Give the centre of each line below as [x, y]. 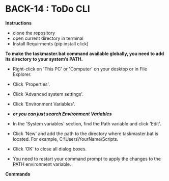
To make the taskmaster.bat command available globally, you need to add [85, 54]
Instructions [19, 23]
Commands [18, 174]
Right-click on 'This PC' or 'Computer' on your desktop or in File [80, 69]
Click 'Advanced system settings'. [48, 94]
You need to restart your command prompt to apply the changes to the [87, 159]
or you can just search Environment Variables [62, 114]
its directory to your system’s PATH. [44, 59]
